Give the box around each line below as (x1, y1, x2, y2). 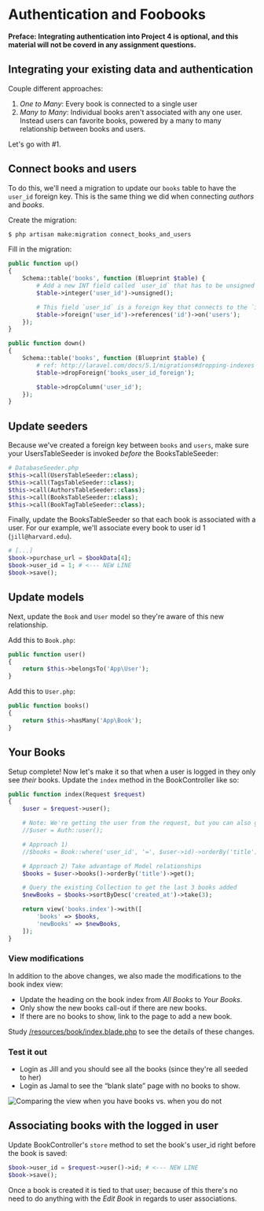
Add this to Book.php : (8, 635, 76, 645)
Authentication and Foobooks (8, 6, 206, 24)
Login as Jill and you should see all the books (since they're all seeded (19, 1064, 249, 1074)
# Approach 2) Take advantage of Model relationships (22, 862, 202, 870)
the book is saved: (8, 1148, 68, 1157)
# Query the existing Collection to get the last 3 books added (22, 884, 237, 892)
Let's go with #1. (8, 139, 61, 149)
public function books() (8, 702, 90, 710)
